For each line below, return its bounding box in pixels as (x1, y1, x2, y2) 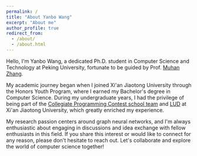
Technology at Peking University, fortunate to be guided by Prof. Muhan (6, 64, 180, 71)
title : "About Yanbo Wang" (6, 14, 72, 20)
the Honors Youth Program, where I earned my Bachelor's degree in (6, 88, 171, 95)
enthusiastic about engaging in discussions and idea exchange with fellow (6, 124, 186, 131)
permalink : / (6, 8, 38, 15)
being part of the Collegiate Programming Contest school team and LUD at (6, 100, 187, 107)
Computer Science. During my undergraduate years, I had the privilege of (6, 94, 184, 101)
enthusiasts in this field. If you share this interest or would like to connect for (6, 130, 191, 137)
